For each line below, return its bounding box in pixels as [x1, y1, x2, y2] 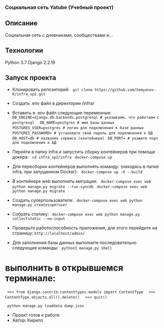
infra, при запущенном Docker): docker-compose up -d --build [12, 169, 143, 175]
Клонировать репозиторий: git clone [12, 86, 93, 92]
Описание [5, 19, 38, 27]
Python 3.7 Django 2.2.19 [5, 59, 55, 65]
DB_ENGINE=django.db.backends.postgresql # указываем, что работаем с [12, 115, 160, 120]
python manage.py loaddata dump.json [7, 303, 84, 308]
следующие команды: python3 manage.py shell [12, 245, 113, 251]
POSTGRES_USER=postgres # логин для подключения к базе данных [12, 126, 144, 131]
